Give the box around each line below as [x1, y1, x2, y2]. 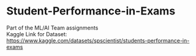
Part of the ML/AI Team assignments [6, 24, 99, 31]
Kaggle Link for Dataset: [6, 30, 67, 37]
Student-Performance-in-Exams [6, 4, 176, 18]
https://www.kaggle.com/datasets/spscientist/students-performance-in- [6, 37, 190, 44]
